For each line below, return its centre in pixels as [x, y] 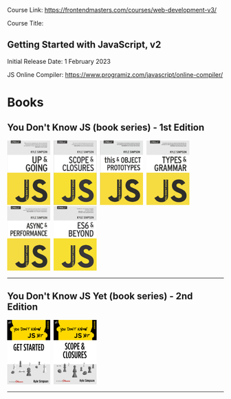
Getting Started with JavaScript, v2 [84, 45]
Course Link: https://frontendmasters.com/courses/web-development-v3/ [112, 10]
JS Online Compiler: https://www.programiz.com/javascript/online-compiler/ [115, 74]
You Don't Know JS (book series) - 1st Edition [106, 127]
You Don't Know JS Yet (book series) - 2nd [100, 296]
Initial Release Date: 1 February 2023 [59, 61]
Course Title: [25, 23]
